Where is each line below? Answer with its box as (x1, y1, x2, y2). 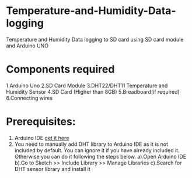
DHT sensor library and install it (14, 165, 90, 172)
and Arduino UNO (6, 42, 48, 49)
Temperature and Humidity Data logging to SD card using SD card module (6, 36, 184, 43)
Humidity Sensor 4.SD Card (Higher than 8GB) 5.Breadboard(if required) (6, 88, 180, 95)
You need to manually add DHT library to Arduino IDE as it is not (14, 141, 168, 148)
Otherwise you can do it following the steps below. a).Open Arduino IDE (14, 153, 187, 160)
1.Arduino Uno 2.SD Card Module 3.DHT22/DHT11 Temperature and (6, 82, 168, 89)
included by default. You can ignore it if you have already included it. (14, 146, 180, 153)
